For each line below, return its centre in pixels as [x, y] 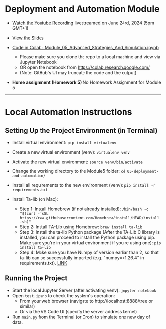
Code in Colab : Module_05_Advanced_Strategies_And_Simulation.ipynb [85, 47]
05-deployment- [143, 171]
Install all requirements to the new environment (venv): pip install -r [84, 185]
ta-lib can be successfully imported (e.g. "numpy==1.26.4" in [82, 257]
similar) [27, 306]
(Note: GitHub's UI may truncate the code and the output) [78, 72]
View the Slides [28, 38]
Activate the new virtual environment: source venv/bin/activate [78, 162]
